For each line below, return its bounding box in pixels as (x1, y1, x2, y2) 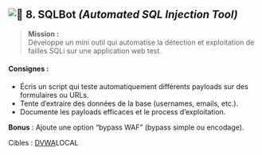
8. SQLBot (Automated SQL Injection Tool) (25, 8, 238, 21)
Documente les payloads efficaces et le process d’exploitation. (19, 107, 226, 117)
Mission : (27, 29, 60, 38)
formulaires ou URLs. (19, 91, 89, 100)
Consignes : (8, 64, 49, 74)
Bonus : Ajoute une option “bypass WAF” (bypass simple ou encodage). (8, 122, 244, 132)
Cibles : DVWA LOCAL (8, 138, 79, 148)
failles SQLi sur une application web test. (27, 45, 162, 56)
